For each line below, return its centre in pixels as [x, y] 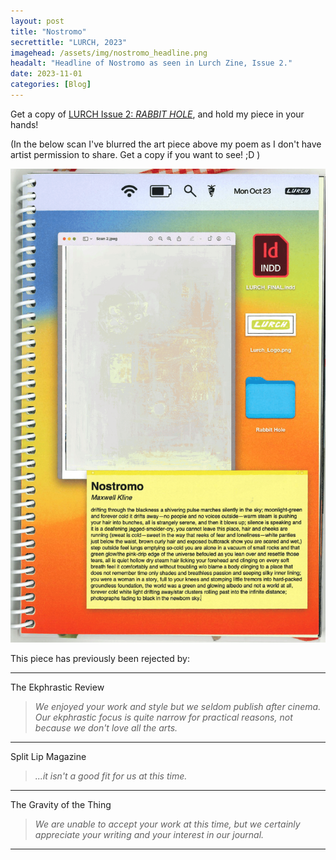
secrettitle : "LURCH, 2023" [69, 42]
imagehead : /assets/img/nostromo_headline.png [109, 53]
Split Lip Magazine [48, 757]
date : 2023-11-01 [46, 74]
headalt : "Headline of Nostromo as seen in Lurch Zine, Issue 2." [151, 63]
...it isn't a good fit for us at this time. [111, 776]
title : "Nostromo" [48, 31]
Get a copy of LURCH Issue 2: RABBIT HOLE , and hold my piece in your [157, 114]
